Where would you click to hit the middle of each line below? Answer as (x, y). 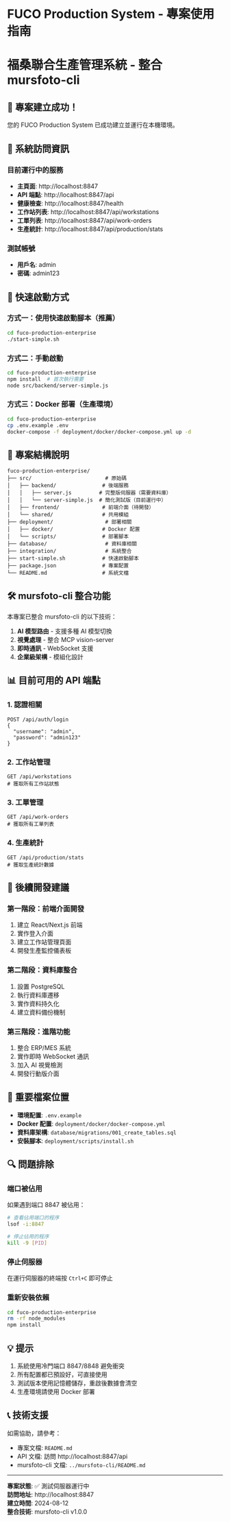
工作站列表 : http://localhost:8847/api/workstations (88, 212)
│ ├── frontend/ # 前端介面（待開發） (81, 508)
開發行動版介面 (38, 1073)
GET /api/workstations (39, 777)
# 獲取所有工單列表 (31, 824)
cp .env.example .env (38, 425)
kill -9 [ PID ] (27, 1243)
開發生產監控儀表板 (44, 951)
